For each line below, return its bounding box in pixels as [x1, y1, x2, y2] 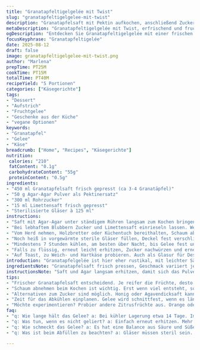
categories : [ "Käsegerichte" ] [6, 86, 82, 92]
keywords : [6, 125, 31, 131]
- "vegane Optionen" [6, 120, 58, 126]
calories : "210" [8, 158, 49, 164]
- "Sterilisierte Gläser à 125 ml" [6, 208, 95, 214]
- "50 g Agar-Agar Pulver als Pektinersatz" [6, 191, 118, 197]
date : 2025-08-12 [6, 42, 49, 48]
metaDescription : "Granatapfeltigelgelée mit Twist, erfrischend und [6, 25, 183, 32]
